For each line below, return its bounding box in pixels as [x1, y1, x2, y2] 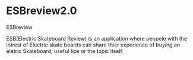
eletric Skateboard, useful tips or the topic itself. [6, 47, 124, 54]
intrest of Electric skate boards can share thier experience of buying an [6, 41, 181, 48]
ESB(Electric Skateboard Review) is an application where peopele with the [6, 35, 188, 42]
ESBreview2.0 [6, 4, 77, 18]
